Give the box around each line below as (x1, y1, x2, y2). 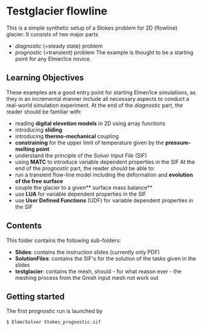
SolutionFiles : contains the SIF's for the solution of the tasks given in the (14, 255, 197, 262)
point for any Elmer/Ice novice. (14, 55, 92, 62)
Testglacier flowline (6, 4, 107, 18)
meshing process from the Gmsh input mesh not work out (14, 274, 159, 281)
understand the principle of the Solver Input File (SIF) (14, 152, 147, 159)
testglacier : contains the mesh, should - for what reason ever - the (14, 268, 182, 275)
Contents (6, 220, 42, 231)
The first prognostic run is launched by (6, 307, 103, 315)
